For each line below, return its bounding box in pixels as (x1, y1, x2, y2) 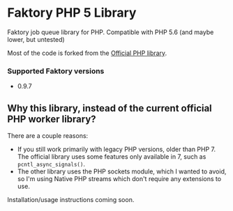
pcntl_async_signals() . (17, 160, 86, 169)
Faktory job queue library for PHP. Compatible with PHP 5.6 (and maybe (7, 28, 214, 36)
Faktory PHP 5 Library (7, 5, 137, 21)
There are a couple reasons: (7, 132, 89, 140)
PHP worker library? (7, 113, 96, 125)
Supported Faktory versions (7, 66, 105, 76)
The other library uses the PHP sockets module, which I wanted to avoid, (17, 167, 227, 175)
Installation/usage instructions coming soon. (7, 196, 135, 204)
